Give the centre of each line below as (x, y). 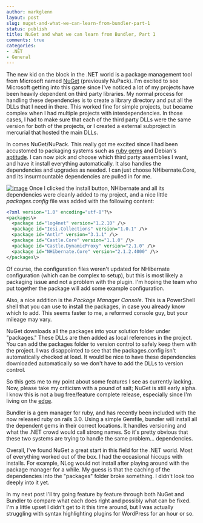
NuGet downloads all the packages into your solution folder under (88, 331)
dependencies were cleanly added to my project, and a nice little (87, 194)
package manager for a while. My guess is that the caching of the (88, 469)
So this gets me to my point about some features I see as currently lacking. (100, 381)
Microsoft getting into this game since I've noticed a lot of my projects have (100, 87)
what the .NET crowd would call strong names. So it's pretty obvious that (97, 432)
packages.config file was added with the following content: (80, 201)
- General (19, 57)
